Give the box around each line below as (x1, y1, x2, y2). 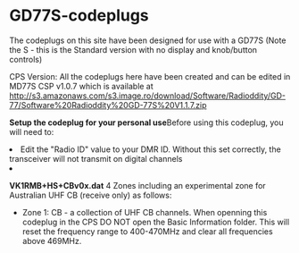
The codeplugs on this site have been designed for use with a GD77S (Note (9, 35, 287, 46)
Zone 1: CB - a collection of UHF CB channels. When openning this (21, 207, 268, 217)
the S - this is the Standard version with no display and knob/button (9, 44, 257, 55)
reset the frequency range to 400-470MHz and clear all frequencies (21, 225, 274, 237)
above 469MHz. (21, 235, 82, 246)
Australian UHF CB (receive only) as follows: (9, 190, 172, 200)
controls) (9, 54, 43, 64)
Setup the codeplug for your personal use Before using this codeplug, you (9, 117, 284, 128)
